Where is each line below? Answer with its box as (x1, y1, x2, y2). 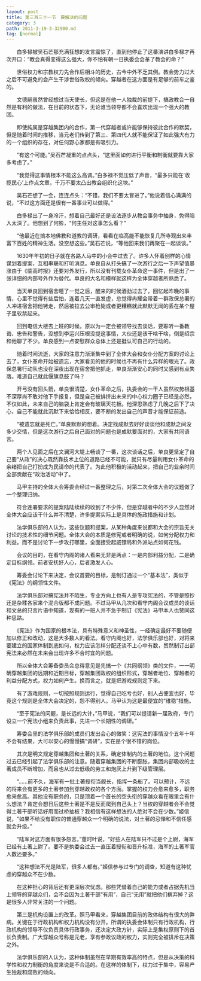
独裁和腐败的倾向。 (11, 968, 59, 976)
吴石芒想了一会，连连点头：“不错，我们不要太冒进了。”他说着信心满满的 (16, 192, 192, 199)
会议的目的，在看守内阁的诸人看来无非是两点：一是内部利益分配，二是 (16, 552, 190, 559)
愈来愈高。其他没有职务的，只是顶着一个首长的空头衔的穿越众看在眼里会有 (6, 793, 190, 800)
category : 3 (6, 20, 36, 26)
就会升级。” (6, 823, 33, 830)
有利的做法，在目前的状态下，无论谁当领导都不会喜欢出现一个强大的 (16, 103, 184, 111)
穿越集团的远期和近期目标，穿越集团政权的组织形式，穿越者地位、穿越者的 (11, 669, 195, 677)
